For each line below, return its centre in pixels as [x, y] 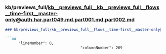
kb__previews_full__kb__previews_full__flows [104, 7]
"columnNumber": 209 [101, 48]
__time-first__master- [32, 13]
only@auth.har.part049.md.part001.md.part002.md [70, 20]
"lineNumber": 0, [36, 43]
